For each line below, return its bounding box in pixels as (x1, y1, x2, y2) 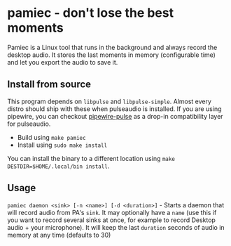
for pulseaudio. (7, 119, 51, 128)
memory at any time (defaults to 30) (7, 231, 111, 239)
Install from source (7, 79, 92, 91)
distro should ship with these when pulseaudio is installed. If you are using (7, 104, 222, 113)
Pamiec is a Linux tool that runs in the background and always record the (7, 43, 218, 51)
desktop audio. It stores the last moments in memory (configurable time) (7, 51, 216, 59)
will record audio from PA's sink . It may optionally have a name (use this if (7, 208, 217, 216)
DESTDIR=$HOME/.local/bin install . (7, 162, 110, 170)
